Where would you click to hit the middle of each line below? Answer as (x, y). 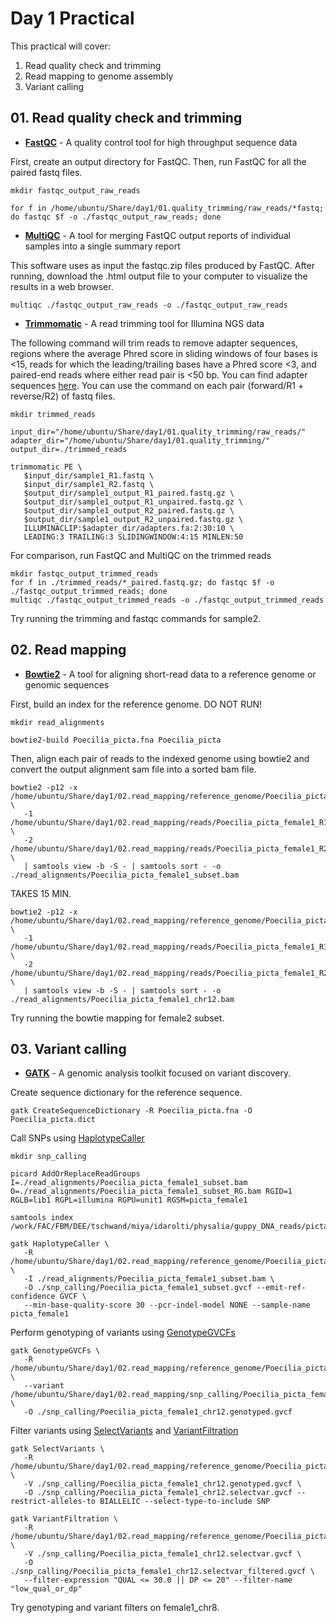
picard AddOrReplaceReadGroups (75, 1174)
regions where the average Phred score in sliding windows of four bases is (164, 353)
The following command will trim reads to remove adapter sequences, (154, 343)
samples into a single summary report (102, 246)
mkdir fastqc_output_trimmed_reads (84, 573)
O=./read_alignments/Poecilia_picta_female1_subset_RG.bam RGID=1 (151, 1192)
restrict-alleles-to (53, 1502)
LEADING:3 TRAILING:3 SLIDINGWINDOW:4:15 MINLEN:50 (133, 537)
